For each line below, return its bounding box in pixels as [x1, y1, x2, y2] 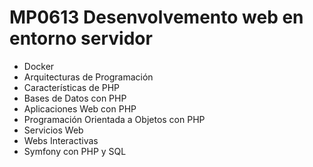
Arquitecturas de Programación [23, 71, 154, 83]
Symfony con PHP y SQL [23, 145, 127, 157]
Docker [23, 60, 55, 72]
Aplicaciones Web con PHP [23, 102, 137, 115]
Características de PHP [23, 81, 121, 93]
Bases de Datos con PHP [23, 92, 127, 104]
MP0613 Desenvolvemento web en [9, 6, 304, 29]
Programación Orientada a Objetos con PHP [23, 113, 206, 125]
